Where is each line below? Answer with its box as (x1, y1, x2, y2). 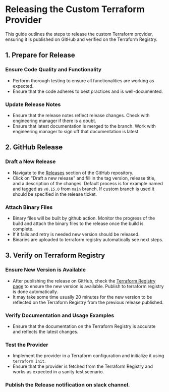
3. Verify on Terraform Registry (5, 251, 105, 260)
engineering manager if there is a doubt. (12, 118, 97, 124)
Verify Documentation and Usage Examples (5, 312, 115, 319)
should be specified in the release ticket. (12, 191, 97, 197)
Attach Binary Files (5, 203, 53, 210)
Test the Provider (5, 341, 48, 348)
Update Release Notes (5, 101, 61, 108)
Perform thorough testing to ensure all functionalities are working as (12, 77, 154, 84)
